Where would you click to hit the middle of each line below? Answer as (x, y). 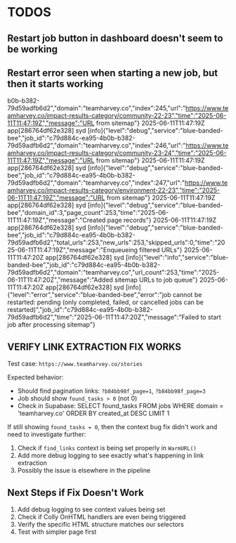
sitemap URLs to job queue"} (156, 280)
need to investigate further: (47, 434)
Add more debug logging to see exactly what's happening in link (111, 456)
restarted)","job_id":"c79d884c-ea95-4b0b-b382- (80, 310)
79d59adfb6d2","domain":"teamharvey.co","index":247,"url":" (96, 183)
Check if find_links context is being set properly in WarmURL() (107, 448)
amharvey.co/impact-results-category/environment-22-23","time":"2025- (113, 190)
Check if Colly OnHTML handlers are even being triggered (101, 517)
